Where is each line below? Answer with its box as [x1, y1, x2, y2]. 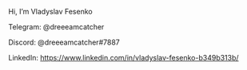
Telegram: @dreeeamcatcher [8, 22, 105, 31]
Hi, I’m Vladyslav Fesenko [8, 7, 94, 16]
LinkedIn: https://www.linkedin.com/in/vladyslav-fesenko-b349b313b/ [8, 53, 239, 62]
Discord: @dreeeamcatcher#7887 [8, 37, 120, 47]
